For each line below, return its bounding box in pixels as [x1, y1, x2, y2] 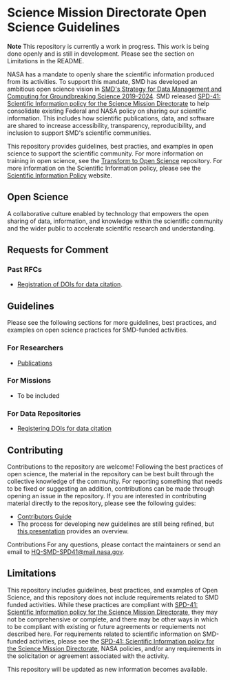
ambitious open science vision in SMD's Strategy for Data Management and [7, 85, 222, 93]
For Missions [7, 376, 52, 385]
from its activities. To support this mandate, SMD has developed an [7, 77, 198, 85]
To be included [17, 391, 60, 400]
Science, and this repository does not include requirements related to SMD [7, 593, 219, 602]
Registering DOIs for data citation [17, 425, 112, 433]
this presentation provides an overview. [17, 527, 129, 535]
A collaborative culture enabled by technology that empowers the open [7, 209, 209, 217]
